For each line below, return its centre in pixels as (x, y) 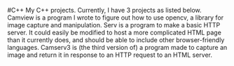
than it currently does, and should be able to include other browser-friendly (116, 40)
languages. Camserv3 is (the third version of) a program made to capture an (117, 47)
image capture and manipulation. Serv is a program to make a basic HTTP (114, 25)
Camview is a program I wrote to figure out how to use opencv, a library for (116, 18)
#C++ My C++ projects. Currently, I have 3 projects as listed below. (104, 10)
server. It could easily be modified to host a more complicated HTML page (115, 32)
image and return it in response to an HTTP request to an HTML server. (110, 55)
